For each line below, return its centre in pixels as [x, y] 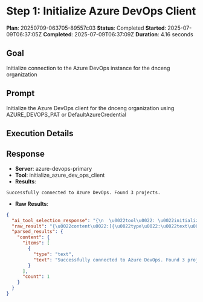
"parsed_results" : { [37, 232]
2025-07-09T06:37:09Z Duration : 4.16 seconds [134, 34]
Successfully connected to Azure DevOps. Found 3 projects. [84, 192]
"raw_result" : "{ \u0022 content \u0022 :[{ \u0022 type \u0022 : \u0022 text [100, 226]
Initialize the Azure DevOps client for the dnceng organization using [90, 108]
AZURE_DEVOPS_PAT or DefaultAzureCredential [66, 114]
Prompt [21, 94]
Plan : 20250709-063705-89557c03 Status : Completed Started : [86, 28]
